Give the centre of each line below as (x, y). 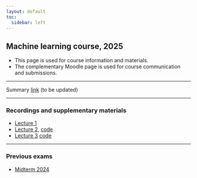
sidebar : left (28, 22)
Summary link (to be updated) (42, 90)
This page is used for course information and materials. (81, 61)
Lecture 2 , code (34, 129)
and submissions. (36, 73)
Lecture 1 (26, 123)
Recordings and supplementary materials (66, 110)
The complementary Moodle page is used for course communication (97, 67)
